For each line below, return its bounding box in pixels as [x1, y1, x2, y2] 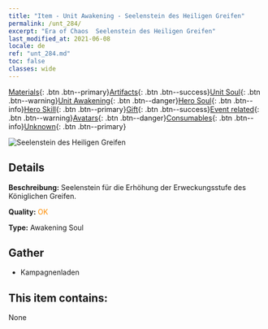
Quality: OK [8, 206, 49, 216]
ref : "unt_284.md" [8, 50, 71, 58]
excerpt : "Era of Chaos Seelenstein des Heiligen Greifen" [8, 27, 217, 35]
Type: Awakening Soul [8, 223, 84, 232]
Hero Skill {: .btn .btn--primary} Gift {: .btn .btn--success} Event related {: [24, 104, 260, 114]
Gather [8, 245, 45, 260]
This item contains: [8, 291, 108, 305]
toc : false [8, 58, 45, 66]
